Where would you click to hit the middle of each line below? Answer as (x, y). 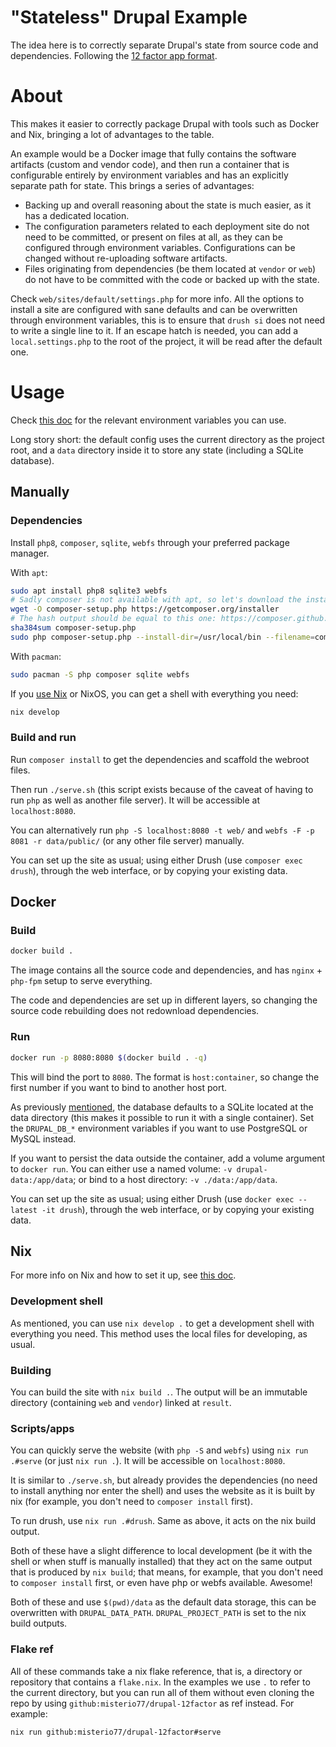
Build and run (43, 738)
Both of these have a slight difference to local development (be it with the (161, 1551)
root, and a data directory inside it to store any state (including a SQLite (157, 450)
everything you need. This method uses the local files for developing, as (159, 1333)
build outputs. (39, 1623)
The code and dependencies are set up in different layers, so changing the (164, 1000)
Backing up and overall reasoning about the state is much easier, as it (168, 205)
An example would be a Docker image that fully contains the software (153, 153)
